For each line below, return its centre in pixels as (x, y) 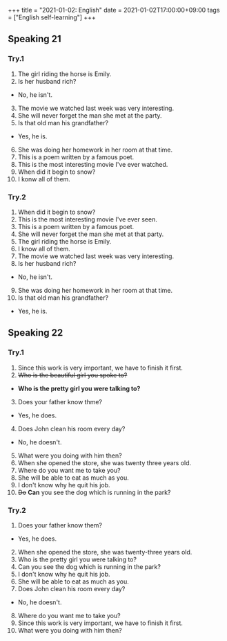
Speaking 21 (34, 39)
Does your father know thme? (60, 401)
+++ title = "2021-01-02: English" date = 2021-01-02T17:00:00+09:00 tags (114, 10)
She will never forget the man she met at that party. (91, 234)
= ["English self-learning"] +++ (52, 17)
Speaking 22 (36, 333)
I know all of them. (44, 249)
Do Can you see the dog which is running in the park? (94, 492)
